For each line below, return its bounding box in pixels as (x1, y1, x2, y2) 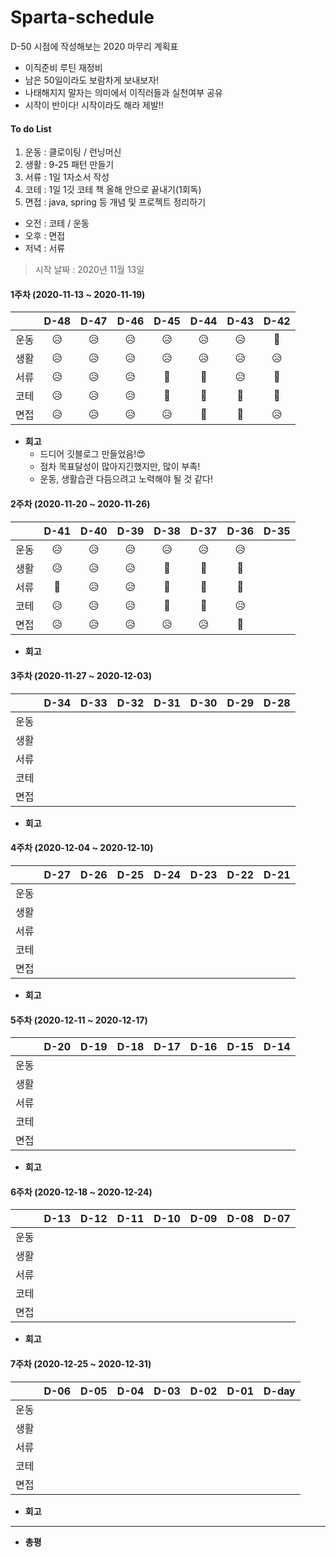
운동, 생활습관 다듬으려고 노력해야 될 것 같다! (39, 473, 213, 485)
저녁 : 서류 (24, 242, 66, 255)
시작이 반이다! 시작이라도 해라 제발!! (24, 99, 164, 111)
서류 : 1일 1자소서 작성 (24, 171, 110, 183)
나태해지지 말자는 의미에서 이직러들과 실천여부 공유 (24, 86, 223, 98)
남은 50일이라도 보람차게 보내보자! (24, 74, 160, 86)
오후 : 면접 (24, 230, 66, 242)
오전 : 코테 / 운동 (24, 217, 90, 230)
